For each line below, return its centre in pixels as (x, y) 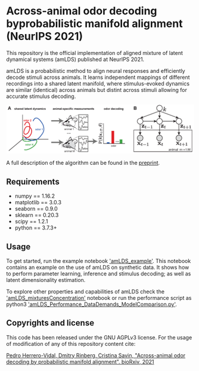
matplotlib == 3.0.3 (38, 203)
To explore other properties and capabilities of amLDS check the (85, 292)
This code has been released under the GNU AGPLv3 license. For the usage (99, 337)
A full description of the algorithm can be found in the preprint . (83, 163)
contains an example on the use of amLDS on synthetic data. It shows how (98, 267)
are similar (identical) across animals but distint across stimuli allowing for (97, 90)
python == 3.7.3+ (36, 228)
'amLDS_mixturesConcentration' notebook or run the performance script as (99, 298)
